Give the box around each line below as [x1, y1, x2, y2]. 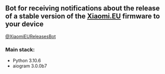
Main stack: [5, 46, 35, 53]
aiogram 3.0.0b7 [12, 63, 47, 69]
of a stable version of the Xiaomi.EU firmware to [5, 12, 160, 21]
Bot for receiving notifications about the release [5, 4, 160, 13]
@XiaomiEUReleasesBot [5, 33, 56, 40]
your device [5, 20, 44, 28]
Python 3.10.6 [12, 58, 41, 64]
